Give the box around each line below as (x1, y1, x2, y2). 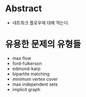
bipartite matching (12, 71, 50, 76)
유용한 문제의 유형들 (5, 39, 82, 50)
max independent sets (12, 81, 58, 87)
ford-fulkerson (12, 60, 42, 66)
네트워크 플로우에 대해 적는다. (12, 20, 70, 25)
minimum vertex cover (12, 76, 58, 82)
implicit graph (12, 86, 41, 92)
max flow (12, 55, 31, 61)
